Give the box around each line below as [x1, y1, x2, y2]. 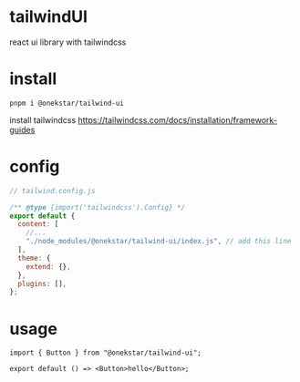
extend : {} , [26, 262, 71, 271]
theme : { [17, 253, 51, 263]
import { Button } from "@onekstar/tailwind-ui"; [9, 348, 202, 357]
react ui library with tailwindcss [9, 36, 127, 47]
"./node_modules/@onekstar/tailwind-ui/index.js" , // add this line [26, 237, 292, 246]
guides [9, 124, 36, 135]
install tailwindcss [9, 114, 77, 125]
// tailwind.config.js [9, 186, 96, 195]
